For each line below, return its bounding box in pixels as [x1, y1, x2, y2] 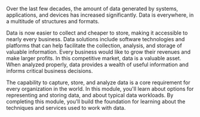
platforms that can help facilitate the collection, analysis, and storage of [6, 42, 182, 49]
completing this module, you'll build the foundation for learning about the [6, 98, 186, 105]
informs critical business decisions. [6, 67, 93, 74]
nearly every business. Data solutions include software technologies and [6, 36, 185, 42]
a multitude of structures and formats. [6, 18, 100, 24]
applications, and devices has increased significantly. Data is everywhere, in [6, 11, 194, 19]
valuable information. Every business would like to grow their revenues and [6, 48, 191, 56]
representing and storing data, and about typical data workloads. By [6, 92, 174, 98]
